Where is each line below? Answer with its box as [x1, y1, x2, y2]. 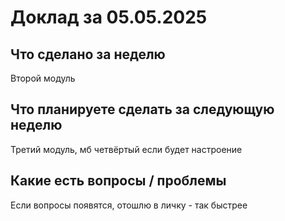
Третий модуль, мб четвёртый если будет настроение [10, 143, 243, 155]
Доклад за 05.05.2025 [10, 6, 208, 29]
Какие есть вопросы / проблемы [10, 172, 227, 190]
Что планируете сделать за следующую [10, 101, 275, 118]
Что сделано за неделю [10, 46, 166, 63]
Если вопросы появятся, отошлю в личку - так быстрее [10, 199, 248, 211]
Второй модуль [10, 72, 76, 84]
